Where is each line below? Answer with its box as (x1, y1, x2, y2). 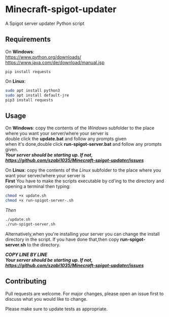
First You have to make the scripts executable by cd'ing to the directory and (5, 178, 164, 184)
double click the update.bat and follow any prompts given (5, 136, 127, 142)
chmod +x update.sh (5, 193, 47, 199)
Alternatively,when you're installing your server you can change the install (5, 231, 160, 237)
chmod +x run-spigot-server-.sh (5, 198, 74, 203)
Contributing (5, 277, 47, 286)
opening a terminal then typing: (5, 183, 71, 189)
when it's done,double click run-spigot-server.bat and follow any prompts (5, 141, 162, 147)
